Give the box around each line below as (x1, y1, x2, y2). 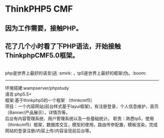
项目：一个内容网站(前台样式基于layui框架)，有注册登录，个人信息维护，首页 (5, 103, 159, 109)
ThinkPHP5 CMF (5, 3, 73, 15)
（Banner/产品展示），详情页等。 (5, 110, 70, 116)
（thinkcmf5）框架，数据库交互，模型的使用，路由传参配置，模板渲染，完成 (5, 122, 158, 128)
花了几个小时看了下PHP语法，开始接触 (5, 42, 121, 50)
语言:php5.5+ (5, 91, 32, 97)
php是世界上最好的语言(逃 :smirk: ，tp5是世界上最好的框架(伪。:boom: (5, 70, 146, 76)
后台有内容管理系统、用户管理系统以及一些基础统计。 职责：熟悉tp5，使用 (5, 116, 154, 121)
